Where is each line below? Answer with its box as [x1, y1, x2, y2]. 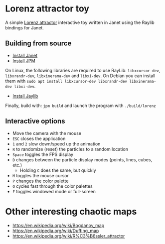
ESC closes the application [12, 135, 66, 141]
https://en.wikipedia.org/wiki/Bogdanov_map [12, 222, 105, 228]
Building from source [5, 39, 72, 48]
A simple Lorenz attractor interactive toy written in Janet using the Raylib [5, 19, 155, 25]
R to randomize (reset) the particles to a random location [12, 146, 129, 152]
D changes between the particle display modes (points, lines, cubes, [12, 156, 153, 162]
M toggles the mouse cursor [12, 172, 69, 178]
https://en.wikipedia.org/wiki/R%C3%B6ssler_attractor [12, 233, 125, 239]
